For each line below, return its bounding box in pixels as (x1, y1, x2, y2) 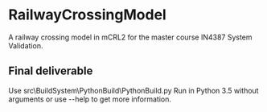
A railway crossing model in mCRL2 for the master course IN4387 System (8, 32, 253, 42)
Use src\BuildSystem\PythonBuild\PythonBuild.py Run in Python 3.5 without (8, 85, 259, 95)
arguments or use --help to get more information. (8, 94, 171, 104)
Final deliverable (8, 64, 93, 78)
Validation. (8, 40, 43, 50)
